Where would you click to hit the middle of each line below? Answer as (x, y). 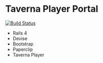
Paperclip (23, 49)
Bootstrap (23, 44)
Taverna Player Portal (52, 9)
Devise (20, 38)
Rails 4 (20, 33)
